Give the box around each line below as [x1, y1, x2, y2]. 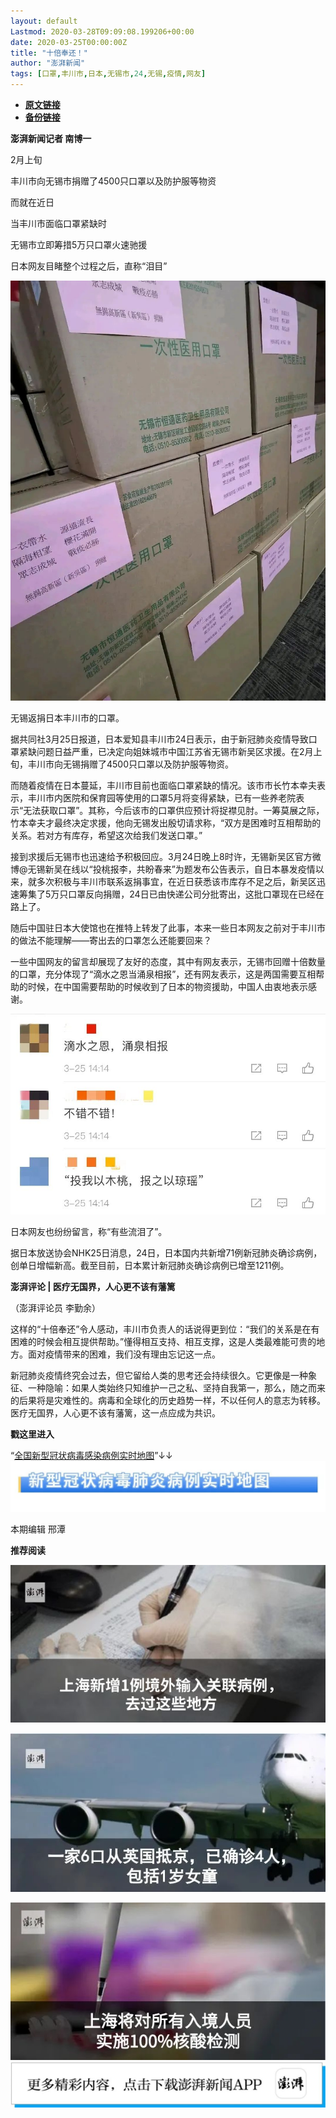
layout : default [10, 16, 78, 26]
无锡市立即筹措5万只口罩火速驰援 [10, 239, 148, 250]
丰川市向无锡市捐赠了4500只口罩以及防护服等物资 [10, 175, 217, 187]
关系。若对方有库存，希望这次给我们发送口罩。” [10, 830, 203, 841]
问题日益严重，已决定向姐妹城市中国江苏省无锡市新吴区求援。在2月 [36, 746, 314, 757]
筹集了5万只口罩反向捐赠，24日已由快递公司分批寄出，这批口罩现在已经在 [18, 888, 325, 900]
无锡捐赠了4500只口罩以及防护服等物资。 [62, 758, 235, 770]
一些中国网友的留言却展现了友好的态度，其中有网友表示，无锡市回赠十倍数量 [10, 956, 326, 967]
